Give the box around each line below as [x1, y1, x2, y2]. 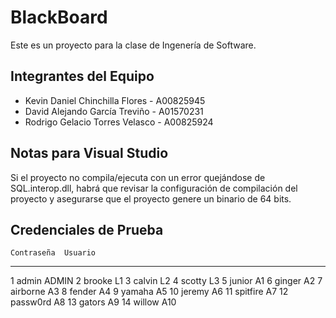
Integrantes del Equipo [10, 68, 155, 85]
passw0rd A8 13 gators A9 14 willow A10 [10, 296, 177, 308]
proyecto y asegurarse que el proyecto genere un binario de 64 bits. [10, 192, 292, 205]
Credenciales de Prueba [10, 221, 164, 238]
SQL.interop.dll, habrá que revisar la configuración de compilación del [10, 182, 298, 194]
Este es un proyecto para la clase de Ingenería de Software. [10, 39, 257, 51]
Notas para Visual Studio [10, 145, 169, 162]
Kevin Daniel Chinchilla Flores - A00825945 [24, 94, 206, 106]
